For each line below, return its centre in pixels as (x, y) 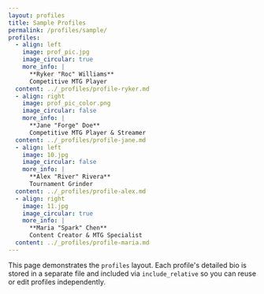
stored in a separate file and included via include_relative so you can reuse (132, 274)
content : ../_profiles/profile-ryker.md (82, 89)
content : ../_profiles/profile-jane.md (81, 140)
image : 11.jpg (45, 206)
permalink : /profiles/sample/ (58, 30)
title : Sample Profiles (47, 23)
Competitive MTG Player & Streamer (87, 132)
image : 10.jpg (45, 154)
